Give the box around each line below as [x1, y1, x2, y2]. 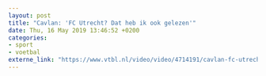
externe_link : [8, 56, 55, 64]
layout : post [8, 11, 51, 20]
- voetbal [8, 48, 41, 56]
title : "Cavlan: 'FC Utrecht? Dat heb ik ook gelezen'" [8, 19, 196, 27]
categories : [8, 33, 47, 42]
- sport [8, 41, 34, 49]
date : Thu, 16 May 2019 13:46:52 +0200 [8, 26, 140, 34]
